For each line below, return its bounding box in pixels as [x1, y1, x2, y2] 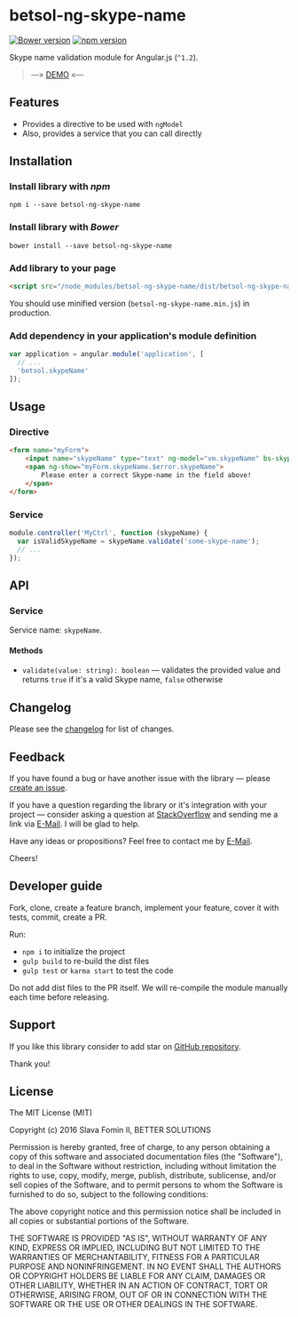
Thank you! [9, 1058, 51, 1069]
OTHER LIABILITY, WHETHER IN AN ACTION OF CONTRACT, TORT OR [9, 1281, 268, 1291]
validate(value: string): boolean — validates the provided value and [21, 665, 281, 675]
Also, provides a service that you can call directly [21, 128, 202, 139]
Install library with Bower [9, 221, 120, 234]
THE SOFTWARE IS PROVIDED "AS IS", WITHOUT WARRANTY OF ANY [9, 1233, 268, 1244]
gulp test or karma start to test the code [21, 965, 174, 976]
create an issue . [9, 782, 68, 793]
